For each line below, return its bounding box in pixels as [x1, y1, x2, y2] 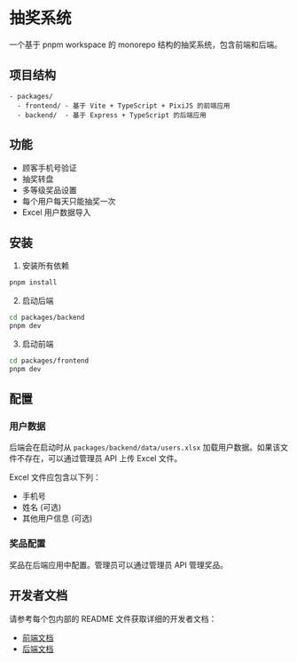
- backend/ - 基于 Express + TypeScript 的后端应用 [17, 110, 207, 120]
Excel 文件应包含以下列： [9, 472, 102, 483]
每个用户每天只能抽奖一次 [21, 195, 116, 206]
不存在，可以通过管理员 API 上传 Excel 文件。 [16, 453, 183, 464]
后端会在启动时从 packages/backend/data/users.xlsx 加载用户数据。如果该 [9, 442, 281, 453]
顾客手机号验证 [21, 162, 77, 173]
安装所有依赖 [21, 260, 69, 271]
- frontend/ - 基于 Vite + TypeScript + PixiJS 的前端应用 [17, 101, 231, 110]
